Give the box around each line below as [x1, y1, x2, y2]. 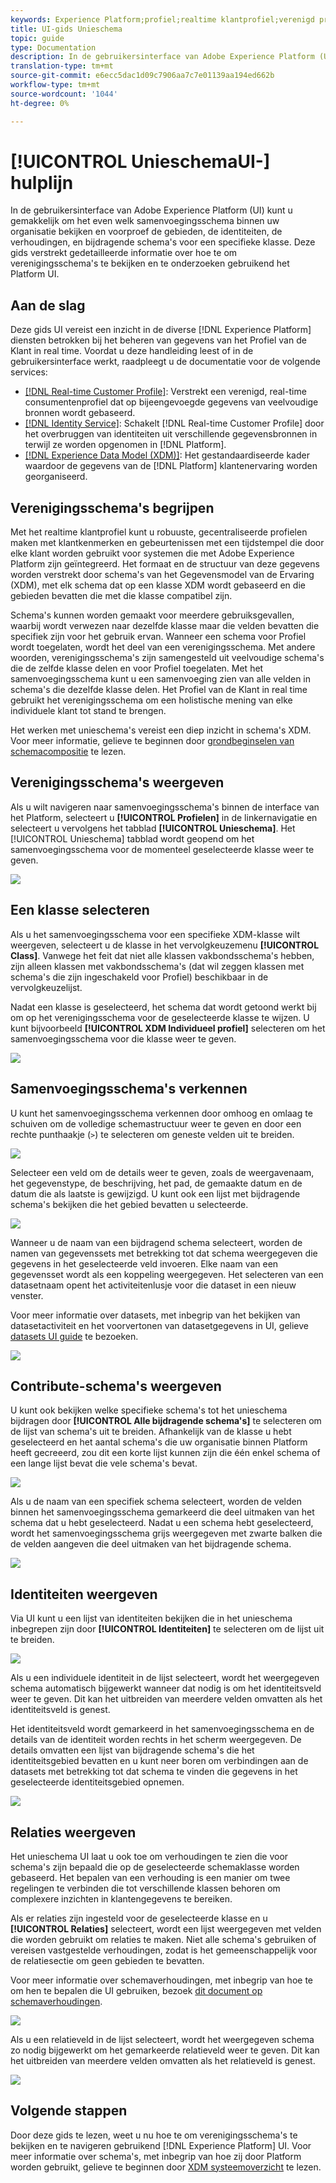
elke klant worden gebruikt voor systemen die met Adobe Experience [10, 547, 295, 560]
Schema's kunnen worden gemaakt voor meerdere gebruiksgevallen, [10, 609, 295, 621]
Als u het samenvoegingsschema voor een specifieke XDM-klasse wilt [10, 928, 300, 940]
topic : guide [10, 33, 65, 43]
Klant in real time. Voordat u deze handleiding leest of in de [10, 345, 254, 357]
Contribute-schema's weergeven [10, 1377, 222, 1395]
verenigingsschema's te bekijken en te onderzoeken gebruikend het [10, 257, 290, 270]
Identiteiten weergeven [10, 1586, 158, 1603]
